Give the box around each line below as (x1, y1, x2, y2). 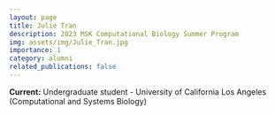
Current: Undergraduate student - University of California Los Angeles (9, 86, 267, 97)
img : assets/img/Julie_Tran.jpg (9, 37, 128, 47)
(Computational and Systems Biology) (9, 96, 148, 106)
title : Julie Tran (9, 21, 77, 30)
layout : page (9, 12, 57, 22)
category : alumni (9, 54, 73, 63)
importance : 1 (9, 46, 62, 55)
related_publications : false (9, 63, 117, 72)
